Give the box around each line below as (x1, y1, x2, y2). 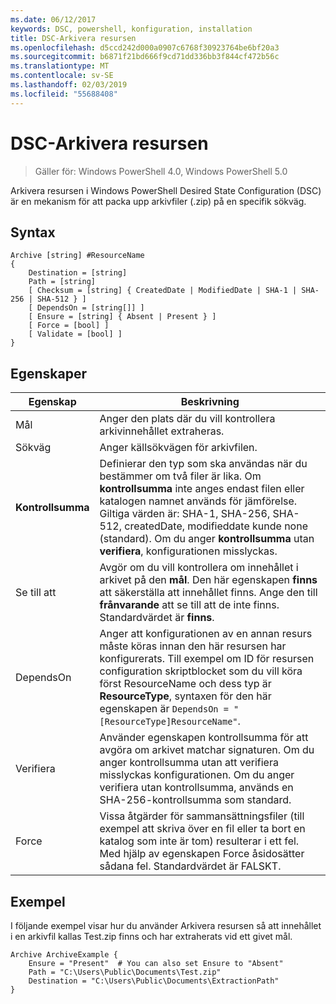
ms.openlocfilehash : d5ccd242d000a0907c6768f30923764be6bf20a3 (10, 42, 280, 53)
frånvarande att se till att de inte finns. (99, 598, 280, 612)
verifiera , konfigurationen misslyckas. (99, 544, 278, 558)
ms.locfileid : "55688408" (10, 89, 118, 99)
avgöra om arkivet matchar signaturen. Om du (99, 743, 315, 757)
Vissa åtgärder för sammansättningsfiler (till (99, 809, 305, 823)
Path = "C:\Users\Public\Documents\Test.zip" (28, 967, 222, 977)
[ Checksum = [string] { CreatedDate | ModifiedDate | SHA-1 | (28, 286, 298, 296)
